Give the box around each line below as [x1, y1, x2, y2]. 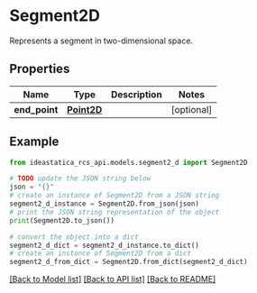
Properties [9, 61, 70, 77]
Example [9, 134, 60, 150]
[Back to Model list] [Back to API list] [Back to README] [9, 274, 216, 285]
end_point [14, 103, 59, 115]
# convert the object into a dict [9, 232, 140, 242]
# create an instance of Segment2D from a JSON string [9, 191, 220, 200]
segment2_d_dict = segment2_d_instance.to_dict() [9, 241, 200, 250]
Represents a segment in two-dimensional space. [9, 35, 194, 46]
